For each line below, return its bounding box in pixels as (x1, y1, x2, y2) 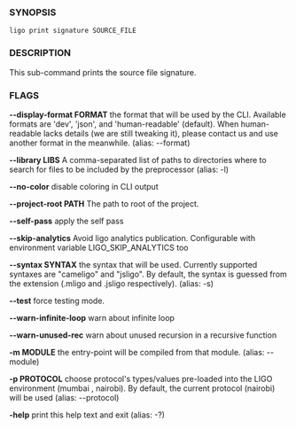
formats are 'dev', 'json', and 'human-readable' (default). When (9, 118, 239, 129)
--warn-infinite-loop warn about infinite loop (9, 312, 175, 323)
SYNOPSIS (9, 6, 57, 19)
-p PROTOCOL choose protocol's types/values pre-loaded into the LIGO (9, 373, 273, 384)
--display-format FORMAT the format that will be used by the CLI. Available (9, 109, 286, 120)
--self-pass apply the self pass (9, 215, 124, 226)
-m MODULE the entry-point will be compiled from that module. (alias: (9, 347, 265, 357)
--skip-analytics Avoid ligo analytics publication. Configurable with (9, 232, 255, 243)
